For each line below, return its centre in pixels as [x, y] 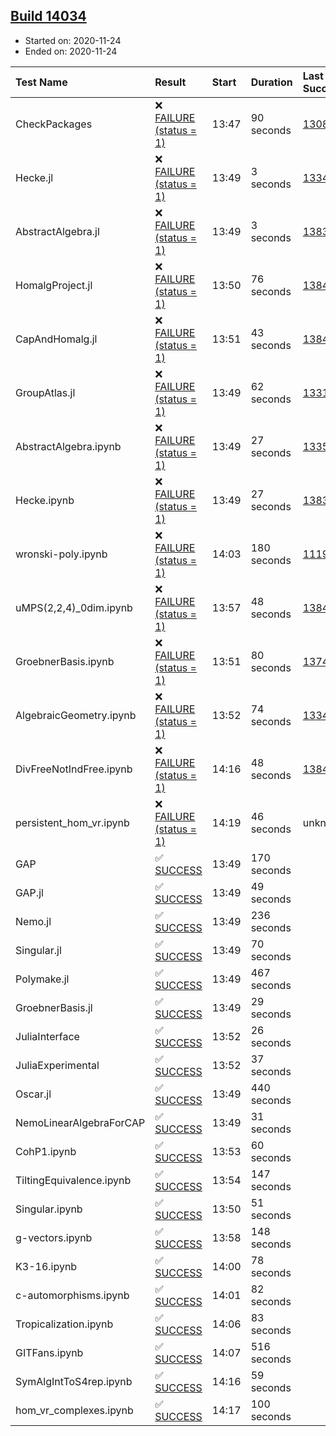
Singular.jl [38, 950]
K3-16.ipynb [46, 1266]
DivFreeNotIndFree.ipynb [74, 769]
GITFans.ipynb [49, 1352]
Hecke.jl [34, 177]
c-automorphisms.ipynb [72, 1295]
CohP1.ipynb [46, 1151]
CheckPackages [54, 124]
